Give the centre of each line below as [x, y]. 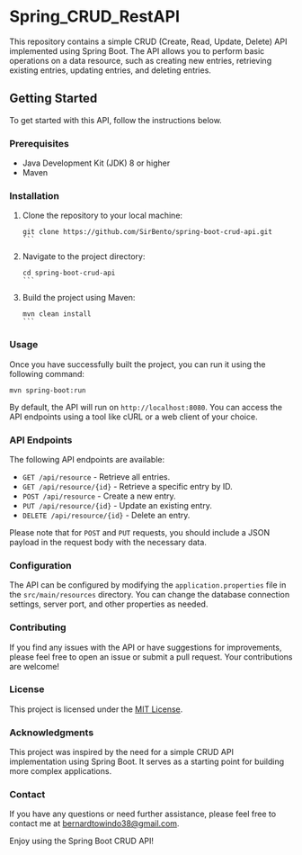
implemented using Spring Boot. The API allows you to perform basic [137, 50]
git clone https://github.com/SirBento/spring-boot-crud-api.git [147, 232]
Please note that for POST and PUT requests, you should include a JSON [140, 532]
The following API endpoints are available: [87, 459]
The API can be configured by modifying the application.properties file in [148, 585]
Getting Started [53, 99]
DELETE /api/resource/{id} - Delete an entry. [106, 515]
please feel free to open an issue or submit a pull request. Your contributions [151, 657]
